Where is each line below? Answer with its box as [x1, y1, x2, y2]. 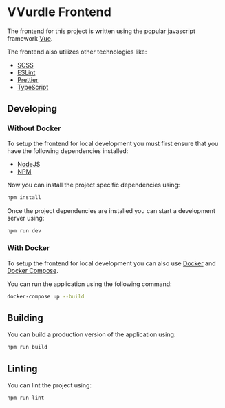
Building [7, 312, 43, 324]
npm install [7, 194, 41, 201]
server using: [7, 214, 45, 222]
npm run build [7, 344, 48, 351]
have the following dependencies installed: [7, 146, 129, 155]
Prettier [17, 75, 39, 83]
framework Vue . [7, 34, 53, 42]
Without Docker [7, 123, 61, 133]
